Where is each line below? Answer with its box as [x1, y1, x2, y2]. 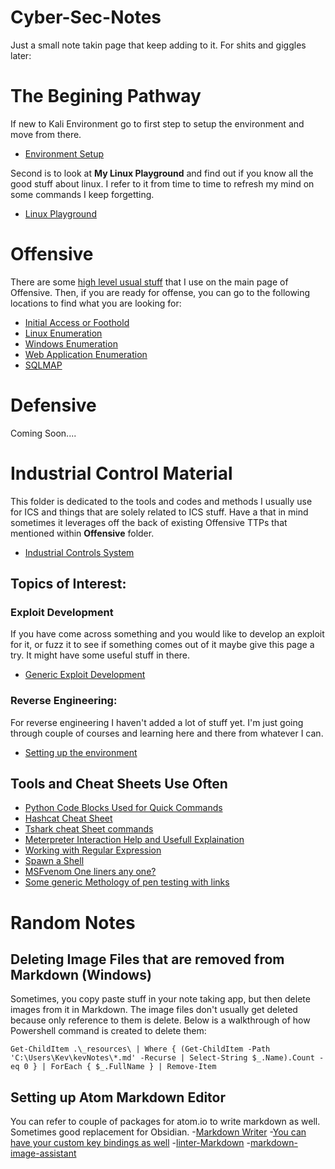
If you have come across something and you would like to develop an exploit [10, 628, 325, 640]
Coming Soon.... [10, 427, 77, 439]
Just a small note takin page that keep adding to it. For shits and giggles [10, 39, 307, 51]
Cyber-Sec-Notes [10, 6, 162, 29]
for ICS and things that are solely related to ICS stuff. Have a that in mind [10, 506, 309, 518]
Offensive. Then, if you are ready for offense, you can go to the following [10, 286, 311, 298]
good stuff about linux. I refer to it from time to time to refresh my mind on [10, 177, 315, 190]
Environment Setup [24, 147, 105, 160]
